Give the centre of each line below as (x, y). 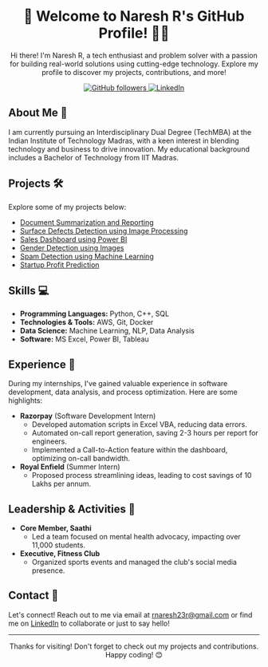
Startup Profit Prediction (59, 264)
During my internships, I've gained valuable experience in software (118, 384)
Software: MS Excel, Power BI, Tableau (84, 339)
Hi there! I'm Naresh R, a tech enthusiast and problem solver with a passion (134, 55)
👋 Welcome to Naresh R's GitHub (134, 16)
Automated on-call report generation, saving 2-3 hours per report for (145, 433)
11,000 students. (59, 545)
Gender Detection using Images (72, 247)
